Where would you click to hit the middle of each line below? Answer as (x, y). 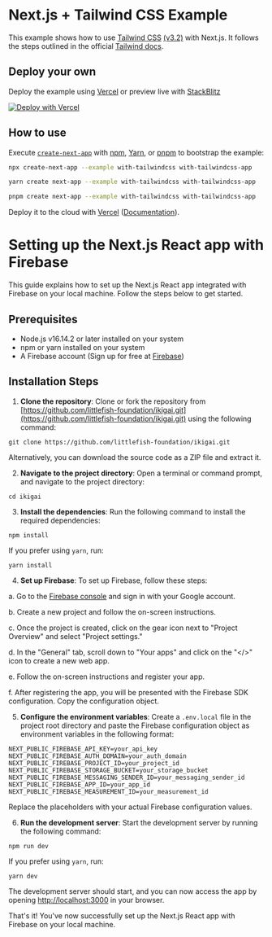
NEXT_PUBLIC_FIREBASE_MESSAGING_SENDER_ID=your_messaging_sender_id (127, 777)
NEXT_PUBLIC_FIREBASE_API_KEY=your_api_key (83, 749)
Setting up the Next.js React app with (136, 245)
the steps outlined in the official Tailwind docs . (86, 46)
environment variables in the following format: (97, 733)
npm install (28, 535)
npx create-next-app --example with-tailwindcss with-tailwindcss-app (130, 167)
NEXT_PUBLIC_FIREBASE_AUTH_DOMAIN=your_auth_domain (97, 756)
